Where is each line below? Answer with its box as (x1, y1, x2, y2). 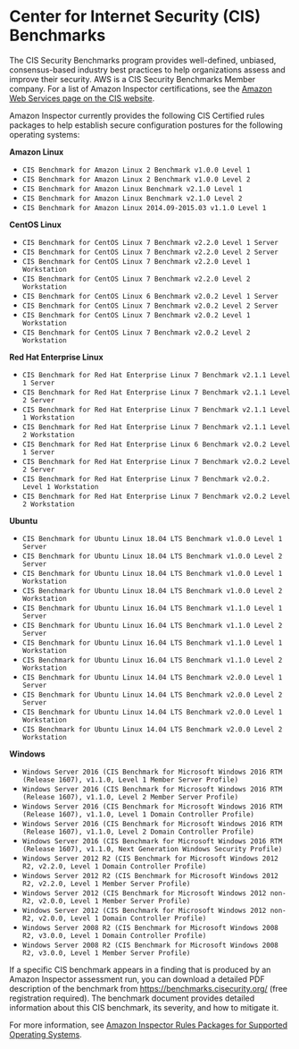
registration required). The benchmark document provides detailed (9, 993, 255, 1003)
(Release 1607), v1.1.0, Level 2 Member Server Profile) (21, 792, 239, 801)
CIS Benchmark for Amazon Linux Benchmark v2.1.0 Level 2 (21, 194, 243, 203)
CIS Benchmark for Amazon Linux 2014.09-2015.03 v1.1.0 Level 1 (21, 203, 267, 212)
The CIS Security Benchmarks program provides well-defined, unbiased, (9, 55, 277, 65)
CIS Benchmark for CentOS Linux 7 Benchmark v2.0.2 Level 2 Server (21, 301, 278, 310)
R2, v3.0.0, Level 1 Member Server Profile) (21, 948, 191, 958)
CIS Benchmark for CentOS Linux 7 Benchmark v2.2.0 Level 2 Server (21, 248, 278, 257)
